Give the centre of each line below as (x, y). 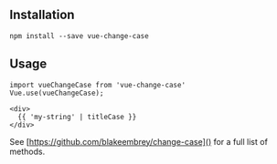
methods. (27, 151)
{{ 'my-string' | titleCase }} (77, 117)
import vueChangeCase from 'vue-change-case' (97, 85)
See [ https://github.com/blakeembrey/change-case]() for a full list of (138, 141)
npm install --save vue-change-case (79, 36)
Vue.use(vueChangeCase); (57, 93)
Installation (42, 15)
